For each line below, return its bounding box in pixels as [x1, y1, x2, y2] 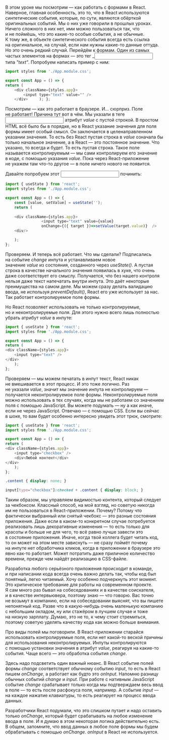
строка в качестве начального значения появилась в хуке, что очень [5, 267, 155, 273]
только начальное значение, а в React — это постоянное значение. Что [5, 139, 160, 145]
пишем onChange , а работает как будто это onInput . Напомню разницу [5, 671, 159, 677]
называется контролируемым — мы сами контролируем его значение [5, 150, 158, 156]
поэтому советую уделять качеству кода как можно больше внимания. [5, 619, 160, 625]
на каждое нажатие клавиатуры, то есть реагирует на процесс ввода [5, 693, 156, 699]
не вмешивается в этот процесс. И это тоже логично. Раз [5, 381, 130, 387]
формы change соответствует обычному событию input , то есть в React [5, 666, 160, 672]
